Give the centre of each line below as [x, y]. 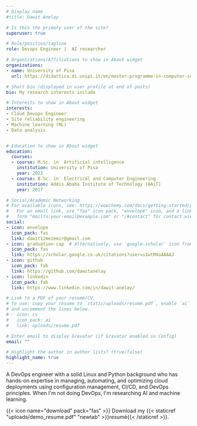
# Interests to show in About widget [52, 103]
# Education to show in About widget [52, 146]
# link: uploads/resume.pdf [43, 326]
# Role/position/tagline [36, 44]
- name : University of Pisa [40, 71]
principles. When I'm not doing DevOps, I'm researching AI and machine [93, 393]
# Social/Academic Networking [43, 200]
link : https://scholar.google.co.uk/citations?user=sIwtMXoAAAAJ [93, 255]
